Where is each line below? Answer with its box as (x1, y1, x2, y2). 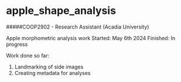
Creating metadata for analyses (14, 69, 91, 76)
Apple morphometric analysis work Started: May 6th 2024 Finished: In (6, 34, 176, 41)
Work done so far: (6, 52, 50, 59)
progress (6, 41, 28, 48)
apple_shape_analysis (6, 4, 116, 17)
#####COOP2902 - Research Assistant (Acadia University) (6, 23, 149, 30)
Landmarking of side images (14, 63, 84, 70)
